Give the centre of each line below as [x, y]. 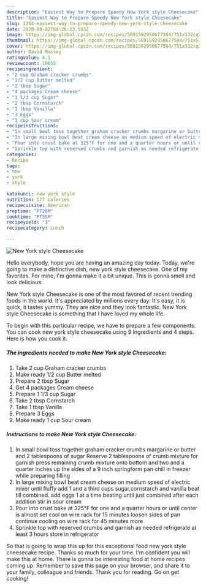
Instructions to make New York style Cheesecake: [71, 434]
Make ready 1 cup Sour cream [53, 420]
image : [15, 35]
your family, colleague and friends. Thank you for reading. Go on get [93, 572]
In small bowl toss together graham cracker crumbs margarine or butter [105, 449]
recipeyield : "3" [29, 222]
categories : [21, 154]
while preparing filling [43, 475]
